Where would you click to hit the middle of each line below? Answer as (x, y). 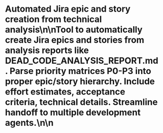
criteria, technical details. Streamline (81, 102)
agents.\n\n (29, 123)
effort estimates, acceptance (65, 92)
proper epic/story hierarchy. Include (80, 82)
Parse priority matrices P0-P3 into (80, 71)
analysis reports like (47, 50)
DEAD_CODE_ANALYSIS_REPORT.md (82, 61)
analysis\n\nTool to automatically (74, 30)
